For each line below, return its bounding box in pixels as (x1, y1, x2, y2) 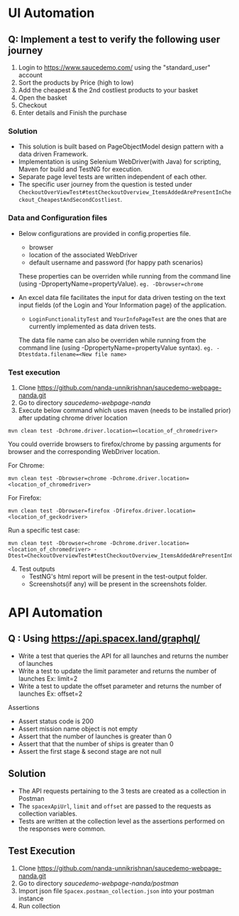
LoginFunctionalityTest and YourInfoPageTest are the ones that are (28, 314, 227, 323)
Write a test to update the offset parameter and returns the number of (18, 681, 222, 690)
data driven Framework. (18, 150, 88, 158)
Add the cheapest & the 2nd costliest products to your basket (18, 86, 198, 94)
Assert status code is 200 (18, 716, 94, 726)
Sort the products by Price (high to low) (18, 78, 134, 87)
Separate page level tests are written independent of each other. (18, 173, 207, 181)
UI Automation (8, 5, 95, 21)
